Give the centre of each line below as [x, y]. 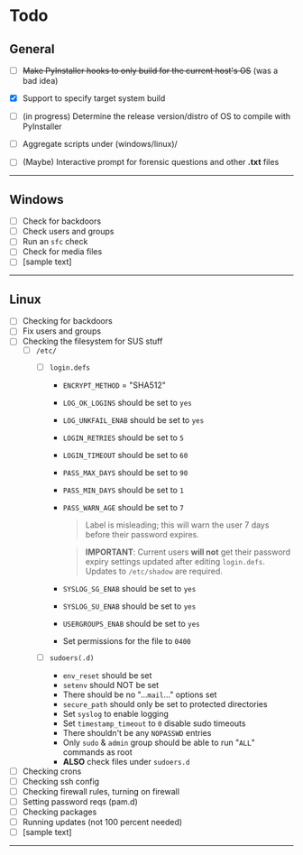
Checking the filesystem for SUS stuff [92, 341]
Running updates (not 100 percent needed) [102, 823]
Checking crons [52, 771]
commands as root [97, 752]
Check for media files [62, 252]
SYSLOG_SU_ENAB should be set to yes [129, 606]
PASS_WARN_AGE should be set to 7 [124, 508]
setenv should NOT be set [111, 685]
